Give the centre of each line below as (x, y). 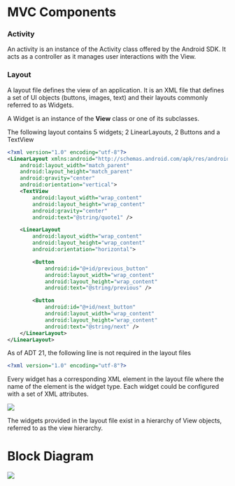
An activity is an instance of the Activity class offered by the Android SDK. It (116, 49)
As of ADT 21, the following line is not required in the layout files (99, 353)
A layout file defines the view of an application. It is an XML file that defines (116, 90)
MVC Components (62, 12)
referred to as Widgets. (41, 105)
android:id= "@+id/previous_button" (97, 269)
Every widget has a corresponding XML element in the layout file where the (116, 379)
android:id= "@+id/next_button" (90, 307)
